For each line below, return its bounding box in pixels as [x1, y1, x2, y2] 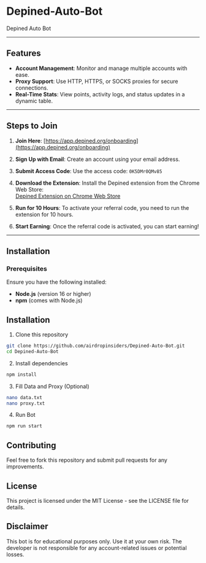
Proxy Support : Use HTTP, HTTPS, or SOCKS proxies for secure [15, 77, 179, 85]
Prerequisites [6, 264, 47, 273]
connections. [15, 84, 48, 91]
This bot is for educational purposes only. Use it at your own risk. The [6, 537, 182, 545]
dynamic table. [15, 97, 53, 104]
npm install [6, 371, 37, 378]
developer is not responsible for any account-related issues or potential [6, 544, 187, 551]
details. [6, 503, 25, 511]
